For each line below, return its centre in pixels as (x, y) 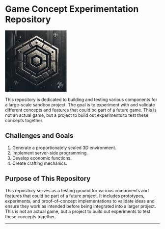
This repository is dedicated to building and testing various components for (81, 100)
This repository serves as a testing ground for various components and (77, 190)
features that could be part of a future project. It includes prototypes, (75, 196)
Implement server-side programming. (50, 153)
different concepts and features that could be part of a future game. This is (81, 110)
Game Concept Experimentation (72, 9)
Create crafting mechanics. (40, 163)
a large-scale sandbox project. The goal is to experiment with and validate (80, 104)
